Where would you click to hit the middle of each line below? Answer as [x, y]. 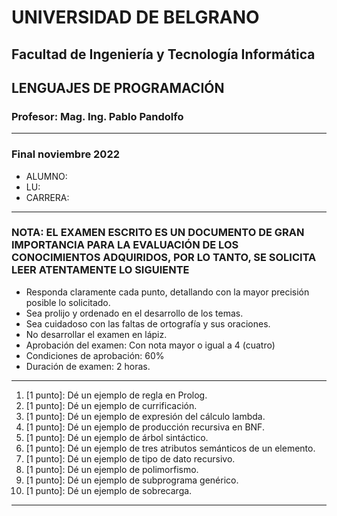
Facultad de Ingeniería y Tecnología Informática [163, 54]
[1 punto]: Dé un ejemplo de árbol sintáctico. [117, 437]
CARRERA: [47, 197]
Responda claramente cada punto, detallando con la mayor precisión [167, 292]
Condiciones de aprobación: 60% [95, 355]
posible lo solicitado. [68, 302]
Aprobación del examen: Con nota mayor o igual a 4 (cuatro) [150, 345]
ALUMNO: [46, 176]
